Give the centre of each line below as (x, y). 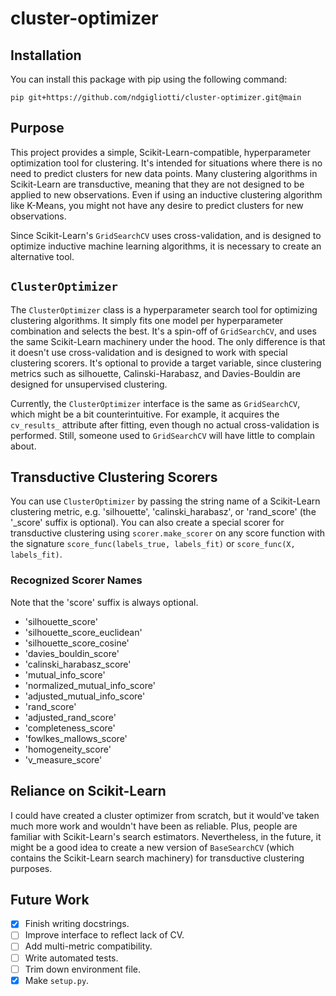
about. (23, 446)
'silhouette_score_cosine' (77, 643)
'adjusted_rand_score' (70, 717)
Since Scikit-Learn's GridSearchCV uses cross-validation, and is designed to (166, 235)
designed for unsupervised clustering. (89, 384)
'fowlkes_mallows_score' (76, 738)
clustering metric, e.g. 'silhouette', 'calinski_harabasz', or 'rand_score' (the (163, 512)
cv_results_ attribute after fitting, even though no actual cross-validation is (165, 424)
